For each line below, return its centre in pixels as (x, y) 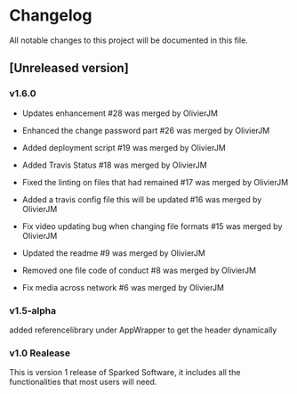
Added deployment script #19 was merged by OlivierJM (124, 147)
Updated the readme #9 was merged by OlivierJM (114, 253)
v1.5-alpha (32, 310)
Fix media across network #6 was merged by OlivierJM (123, 287)
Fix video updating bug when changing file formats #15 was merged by (152, 226)
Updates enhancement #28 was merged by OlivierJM (120, 113)
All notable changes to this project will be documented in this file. (129, 40)
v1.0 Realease (40, 353)
